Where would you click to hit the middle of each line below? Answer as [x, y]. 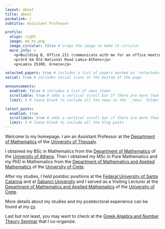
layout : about [20, 10]
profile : [14, 32]
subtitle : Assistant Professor [37, 23]
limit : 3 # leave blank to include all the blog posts [67, 123]
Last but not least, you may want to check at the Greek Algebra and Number [82, 216]
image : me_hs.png [27, 41]
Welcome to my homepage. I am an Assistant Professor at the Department [80, 136]
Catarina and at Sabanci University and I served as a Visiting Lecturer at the [82, 181]
